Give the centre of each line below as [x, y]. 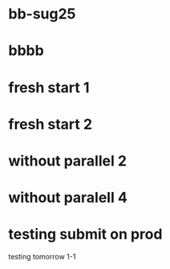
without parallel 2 [67, 161]
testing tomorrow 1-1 [42, 257]
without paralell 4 [68, 198]
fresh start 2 [51, 124]
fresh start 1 [49, 87]
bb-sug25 [42, 14]
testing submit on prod [85, 234]
